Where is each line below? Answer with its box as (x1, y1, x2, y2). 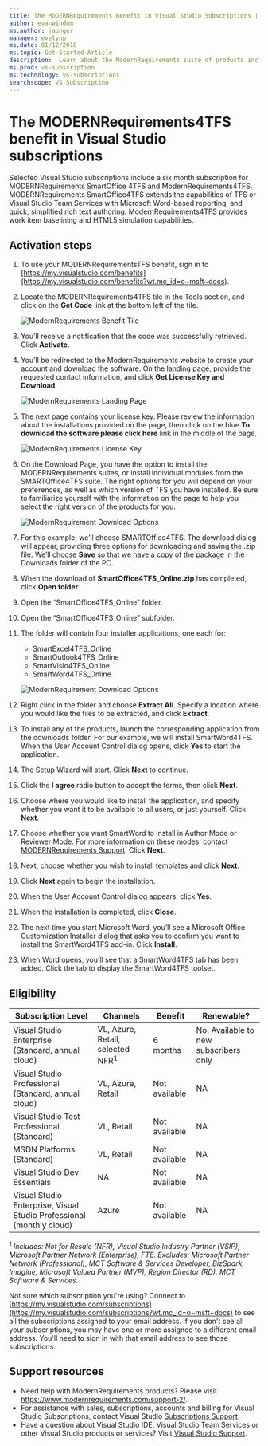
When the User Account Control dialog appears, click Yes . (20, 892, 212, 901)
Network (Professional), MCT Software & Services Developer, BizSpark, (9, 1259, 245, 1268)
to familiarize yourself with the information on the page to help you (20, 494, 239, 503)
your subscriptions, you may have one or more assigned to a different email (9, 1325, 257, 1334)
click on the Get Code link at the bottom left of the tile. (20, 301, 199, 310)
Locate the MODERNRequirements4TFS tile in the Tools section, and (20, 292, 245, 301)
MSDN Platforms (13, 1144, 76, 1155)
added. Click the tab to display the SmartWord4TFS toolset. (20, 963, 216, 973)
